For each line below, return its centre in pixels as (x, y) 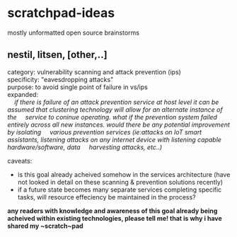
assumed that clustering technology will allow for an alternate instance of (115, 109)
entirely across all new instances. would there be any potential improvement (118, 125)
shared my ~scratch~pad (45, 226)
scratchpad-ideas (61, 13)
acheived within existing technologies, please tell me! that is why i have (115, 218)
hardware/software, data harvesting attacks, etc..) (85, 147)
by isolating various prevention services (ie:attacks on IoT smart (105, 132)
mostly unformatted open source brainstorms (74, 33)
